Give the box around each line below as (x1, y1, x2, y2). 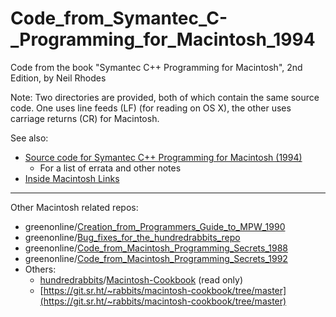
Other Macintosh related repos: (10, 201, 139, 213)
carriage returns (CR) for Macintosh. (10, 112, 160, 124)
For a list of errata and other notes (39, 162, 182, 174)
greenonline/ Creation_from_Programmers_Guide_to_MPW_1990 (24, 220, 286, 232)
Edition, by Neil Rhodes (10, 72, 107, 84)
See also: (10, 132, 49, 144)
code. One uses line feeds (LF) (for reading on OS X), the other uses (10, 102, 292, 114)
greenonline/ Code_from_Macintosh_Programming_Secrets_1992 (24, 252, 288, 264)
